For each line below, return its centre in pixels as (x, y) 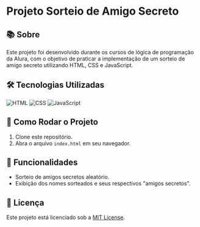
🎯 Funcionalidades (42, 163)
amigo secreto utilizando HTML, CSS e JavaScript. (70, 65)
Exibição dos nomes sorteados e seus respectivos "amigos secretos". (103, 184)
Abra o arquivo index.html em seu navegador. (73, 143)
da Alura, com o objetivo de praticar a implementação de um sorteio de (96, 59)
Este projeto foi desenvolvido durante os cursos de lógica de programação (100, 52)
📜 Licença (25, 203)
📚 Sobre (23, 34)
